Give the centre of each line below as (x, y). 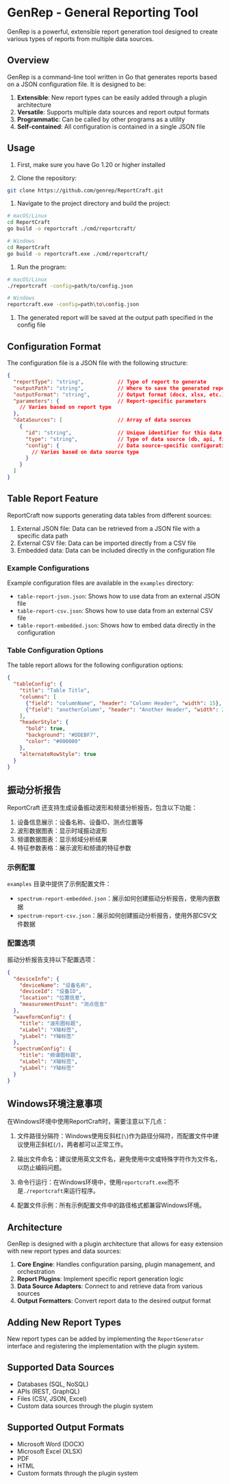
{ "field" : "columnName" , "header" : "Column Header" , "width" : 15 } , (124, 703)
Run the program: (42, 267)
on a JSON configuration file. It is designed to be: (77, 84)
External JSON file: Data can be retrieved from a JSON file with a (108, 528)
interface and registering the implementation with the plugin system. (103, 1346)
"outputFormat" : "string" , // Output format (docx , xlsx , (110, 394)
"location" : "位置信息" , (53, 998)
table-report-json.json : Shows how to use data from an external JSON (118, 596)
